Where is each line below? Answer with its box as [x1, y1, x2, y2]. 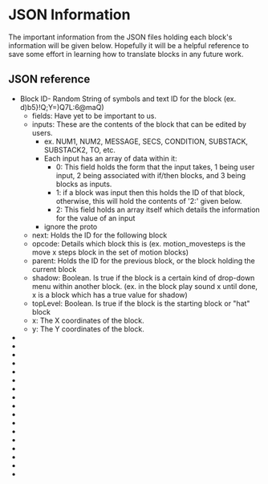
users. [31, 128, 54, 137]
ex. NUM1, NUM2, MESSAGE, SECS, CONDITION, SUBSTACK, [43, 136, 249, 146]
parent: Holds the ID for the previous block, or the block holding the [31, 255, 255, 266]
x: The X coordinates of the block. [31, 315, 144, 325]
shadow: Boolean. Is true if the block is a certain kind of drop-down [31, 273, 255, 283]
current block [31, 264, 77, 274]
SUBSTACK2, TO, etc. [43, 144, 116, 154]
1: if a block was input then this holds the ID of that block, [55, 187, 246, 197]
